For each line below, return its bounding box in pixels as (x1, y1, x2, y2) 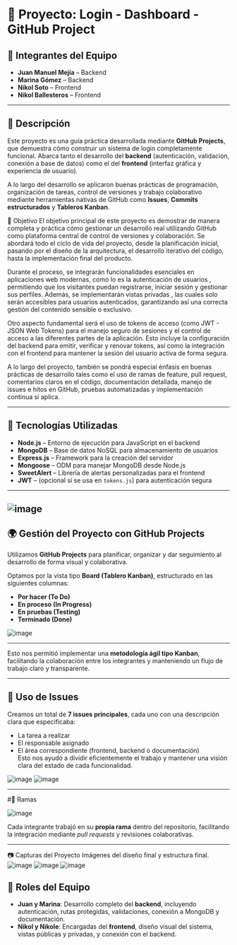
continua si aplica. (7, 392, 60, 401)
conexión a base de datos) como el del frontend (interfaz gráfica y (7, 159, 202, 167)
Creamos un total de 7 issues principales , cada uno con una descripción (7, 710, 220, 718)
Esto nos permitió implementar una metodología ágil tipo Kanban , (7, 649, 200, 658)
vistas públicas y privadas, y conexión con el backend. (17, 930, 177, 939)
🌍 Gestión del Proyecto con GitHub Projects (7, 528, 205, 540)
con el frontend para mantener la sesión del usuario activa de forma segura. (7, 349, 229, 357)
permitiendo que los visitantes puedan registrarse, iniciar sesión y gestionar (7, 283, 228, 291)
